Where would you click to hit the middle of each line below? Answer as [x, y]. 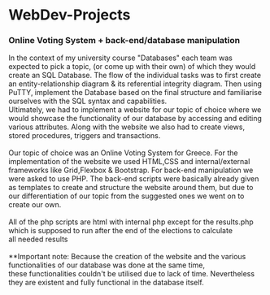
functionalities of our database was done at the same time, [107, 265]
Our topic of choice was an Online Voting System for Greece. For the [123, 153]
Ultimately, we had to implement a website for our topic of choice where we [135, 110]
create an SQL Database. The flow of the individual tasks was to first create [135, 76]
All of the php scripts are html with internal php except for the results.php [131, 222]
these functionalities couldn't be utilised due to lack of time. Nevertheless [131, 274]
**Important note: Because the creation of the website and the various [127, 257]
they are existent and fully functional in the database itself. [107, 283]
